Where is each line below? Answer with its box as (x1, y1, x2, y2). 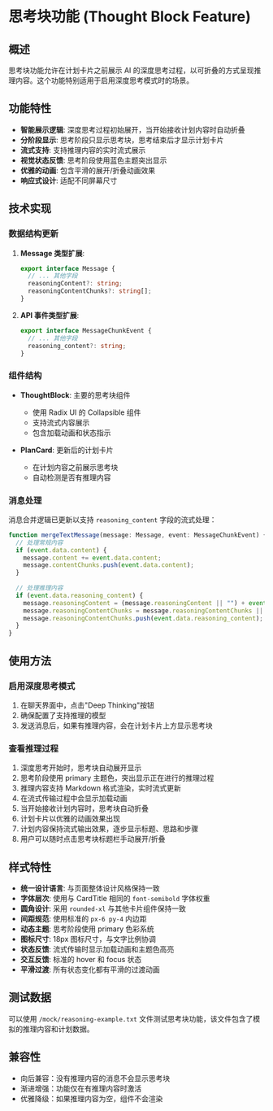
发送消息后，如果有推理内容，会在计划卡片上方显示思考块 (19, 721, 213, 730)
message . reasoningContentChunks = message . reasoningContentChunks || (23, 607, 264, 615)
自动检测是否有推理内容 (32, 473, 111, 482)
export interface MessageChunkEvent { (19, 326, 152, 334)
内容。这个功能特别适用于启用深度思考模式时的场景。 (15, 76, 193, 85)
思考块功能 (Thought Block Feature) (8, 7, 252, 26)
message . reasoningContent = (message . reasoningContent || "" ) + (23, 599, 245, 607)
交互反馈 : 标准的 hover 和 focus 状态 (19, 955, 142, 965)
